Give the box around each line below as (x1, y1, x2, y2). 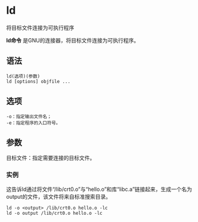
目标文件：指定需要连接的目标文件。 (6, 155, 95, 162)
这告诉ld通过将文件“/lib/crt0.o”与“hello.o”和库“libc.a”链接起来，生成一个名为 (6, 186, 193, 193)
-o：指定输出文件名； (6, 113, 52, 119)
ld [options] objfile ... (6, 78, 70, 84)
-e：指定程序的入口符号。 (6, 120, 61, 126)
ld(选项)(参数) (6, 73, 41, 79)
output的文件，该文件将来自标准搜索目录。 (6, 193, 112, 200)
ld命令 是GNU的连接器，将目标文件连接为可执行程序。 (6, 36, 139, 44)
